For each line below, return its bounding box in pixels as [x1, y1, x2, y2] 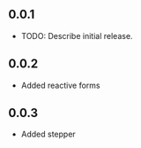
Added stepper [20, 129, 76, 140]
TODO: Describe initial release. [20, 30, 133, 41]
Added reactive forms [20, 80, 100, 90]
